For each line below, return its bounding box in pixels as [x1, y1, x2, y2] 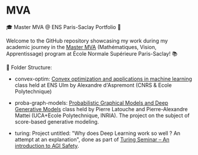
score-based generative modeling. [14, 118, 99, 125]
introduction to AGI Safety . [14, 142, 79, 149]
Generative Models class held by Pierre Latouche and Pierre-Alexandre [14, 105, 188, 112]
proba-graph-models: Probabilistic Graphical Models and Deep [14, 99, 168, 106]
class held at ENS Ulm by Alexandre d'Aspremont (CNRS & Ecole [14, 81, 172, 89]
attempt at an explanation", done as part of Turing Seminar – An [14, 135, 170, 143]
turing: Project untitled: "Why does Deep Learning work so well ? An [14, 130, 181, 137]
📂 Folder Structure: [6, 63, 52, 71]
